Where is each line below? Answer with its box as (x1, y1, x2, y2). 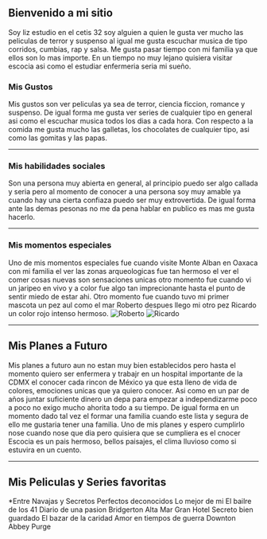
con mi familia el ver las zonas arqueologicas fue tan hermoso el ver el (8, 266, 239, 275)
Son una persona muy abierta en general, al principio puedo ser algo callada (8, 178, 258, 188)
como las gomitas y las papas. (8, 133, 107, 143)
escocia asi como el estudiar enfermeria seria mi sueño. (8, 61, 192, 71)
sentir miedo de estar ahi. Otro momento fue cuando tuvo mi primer (8, 291, 230, 301)
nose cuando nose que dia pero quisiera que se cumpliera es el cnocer (8, 428, 241, 437)
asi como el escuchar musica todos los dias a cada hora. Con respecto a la (8, 116, 253, 126)
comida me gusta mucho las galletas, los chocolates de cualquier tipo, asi (8, 125, 250, 135)
